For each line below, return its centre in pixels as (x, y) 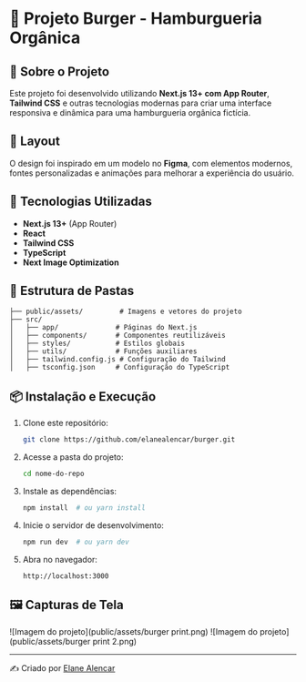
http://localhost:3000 (66, 576)
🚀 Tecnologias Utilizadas (81, 202)
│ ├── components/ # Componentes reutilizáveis (117, 336)
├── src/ (26, 320)
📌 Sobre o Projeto (60, 71)
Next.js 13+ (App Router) (70, 223)
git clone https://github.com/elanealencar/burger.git (129, 440)
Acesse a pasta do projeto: (73, 457)
